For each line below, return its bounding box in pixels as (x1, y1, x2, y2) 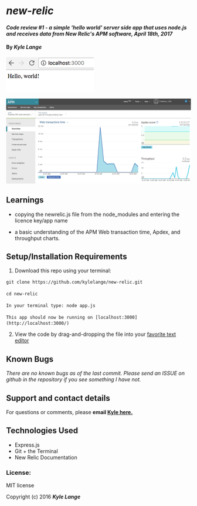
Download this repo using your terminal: (14, 267, 111, 274)
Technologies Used (6, 425, 78, 436)
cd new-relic (6, 291, 38, 297)
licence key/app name (14, 217, 68, 224)
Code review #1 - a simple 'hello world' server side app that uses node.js (6, 24, 187, 31)
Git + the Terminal (14, 447, 59, 454)
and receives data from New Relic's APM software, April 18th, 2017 (6, 30, 173, 37)
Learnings (6, 195, 44, 205)
